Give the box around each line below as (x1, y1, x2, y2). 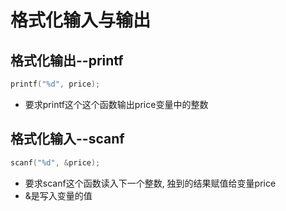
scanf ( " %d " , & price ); (10, 157, 101, 168)
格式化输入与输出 (10, 9, 152, 32)
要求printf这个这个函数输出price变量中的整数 (24, 98, 209, 110)
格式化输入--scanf (10, 131, 125, 148)
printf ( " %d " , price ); (10, 79, 101, 89)
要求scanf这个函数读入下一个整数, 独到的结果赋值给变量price (24, 177, 277, 189)
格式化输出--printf (10, 52, 124, 69)
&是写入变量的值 (24, 189, 93, 201)
